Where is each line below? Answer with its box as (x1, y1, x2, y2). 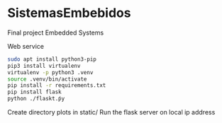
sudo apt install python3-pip (7, 55, 97, 63)
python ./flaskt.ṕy (7, 95, 65, 102)
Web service (7, 42, 45, 50)
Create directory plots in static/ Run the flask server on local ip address (7, 108, 216, 117)
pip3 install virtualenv (7, 62, 81, 69)
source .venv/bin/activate (7, 76, 87, 83)
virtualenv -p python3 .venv (7, 69, 94, 76)
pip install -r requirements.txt (7, 82, 106, 89)
